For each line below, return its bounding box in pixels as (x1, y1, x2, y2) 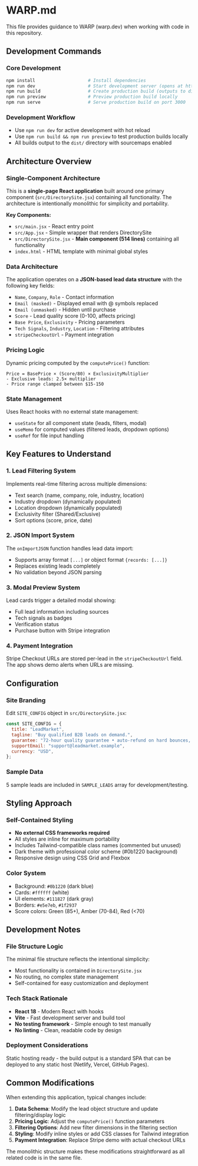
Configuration (6, 678, 59, 689)
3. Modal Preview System (6, 583, 81, 591)
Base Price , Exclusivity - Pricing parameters (14, 319, 125, 326)
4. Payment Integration (6, 642, 73, 650)
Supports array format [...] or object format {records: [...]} (14, 556, 168, 563)
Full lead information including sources (14, 608, 109, 615)
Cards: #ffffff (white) (14, 888, 70, 896)
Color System (6, 869, 46, 877)
